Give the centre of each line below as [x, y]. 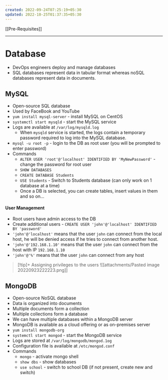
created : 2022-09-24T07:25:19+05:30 [43, 10]
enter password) [29, 149]
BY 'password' [27, 229]
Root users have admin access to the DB [54, 219]
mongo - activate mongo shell [49, 356]
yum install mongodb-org [38, 330]
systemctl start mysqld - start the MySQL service [64, 122]
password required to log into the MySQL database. [73, 138]
